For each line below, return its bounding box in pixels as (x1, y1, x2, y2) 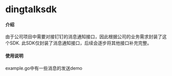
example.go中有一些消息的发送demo (5, 65, 83, 71)
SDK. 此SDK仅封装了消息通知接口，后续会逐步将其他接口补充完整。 (9, 40, 152, 46)
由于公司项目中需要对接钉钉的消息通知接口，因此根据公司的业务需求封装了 (5, 34, 162, 40)
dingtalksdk (5, 4, 57, 15)
